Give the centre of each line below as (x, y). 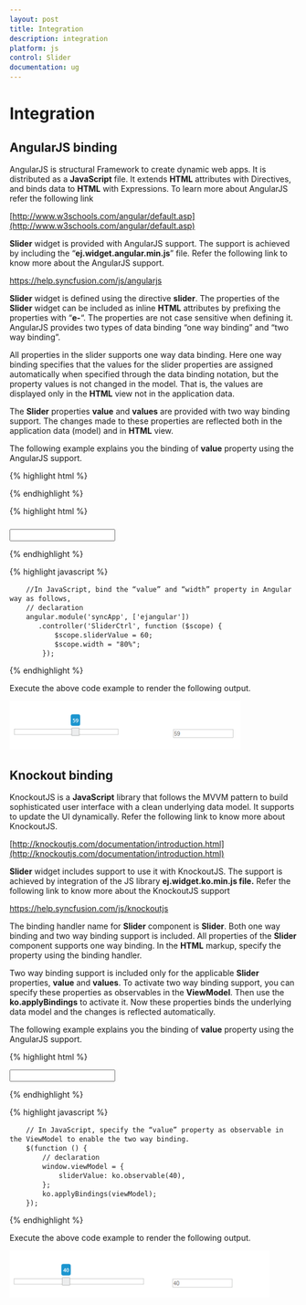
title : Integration (47, 29)
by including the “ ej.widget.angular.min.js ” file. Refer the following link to (148, 253)
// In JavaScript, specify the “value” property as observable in (155, 1131)
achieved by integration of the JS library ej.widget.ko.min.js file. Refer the (150, 881)
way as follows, (40, 599)
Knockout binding (62, 775)
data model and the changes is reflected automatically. (113, 1012)
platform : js (34, 48)
